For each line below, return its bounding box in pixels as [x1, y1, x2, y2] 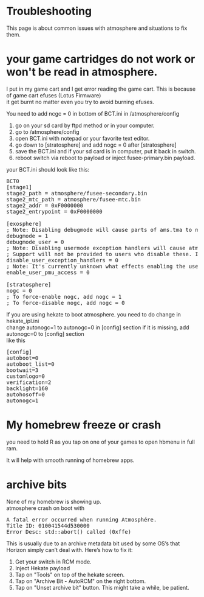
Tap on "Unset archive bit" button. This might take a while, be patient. [15, 584, 189, 591]
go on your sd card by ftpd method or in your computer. [15, 122, 155, 129]
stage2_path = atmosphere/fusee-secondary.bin [6, 190, 148, 197]
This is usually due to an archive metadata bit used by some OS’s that [6, 540, 180, 547]
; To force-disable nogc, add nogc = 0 [6, 299, 125, 306]
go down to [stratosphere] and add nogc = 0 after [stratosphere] [15, 141, 177, 148]
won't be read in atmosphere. [6, 65, 158, 79]
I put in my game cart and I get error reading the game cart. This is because [6, 85, 196, 93]
